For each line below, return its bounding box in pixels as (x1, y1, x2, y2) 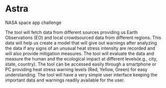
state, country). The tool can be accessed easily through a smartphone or (5, 61, 157, 67)
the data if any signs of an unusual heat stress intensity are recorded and (5, 45, 156, 51)
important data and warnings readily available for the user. (5, 77, 125, 83)
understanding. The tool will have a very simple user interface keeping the (5, 71, 158, 77)
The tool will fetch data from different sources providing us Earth (5, 29, 138, 35)
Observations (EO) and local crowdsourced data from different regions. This (5, 34, 162, 40)
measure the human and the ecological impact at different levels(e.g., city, (5, 55, 158, 61)
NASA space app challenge (5, 19, 61, 25)
